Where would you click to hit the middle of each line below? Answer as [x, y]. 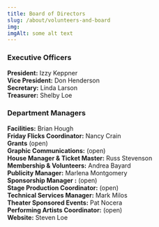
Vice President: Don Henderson [53, 80]
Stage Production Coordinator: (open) [63, 188]
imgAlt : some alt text [40, 33]
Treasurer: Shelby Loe [40, 95]
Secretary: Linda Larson [43, 87]
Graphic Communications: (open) [56, 150]
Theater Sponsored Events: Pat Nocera [65, 203]
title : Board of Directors [46, 14]
